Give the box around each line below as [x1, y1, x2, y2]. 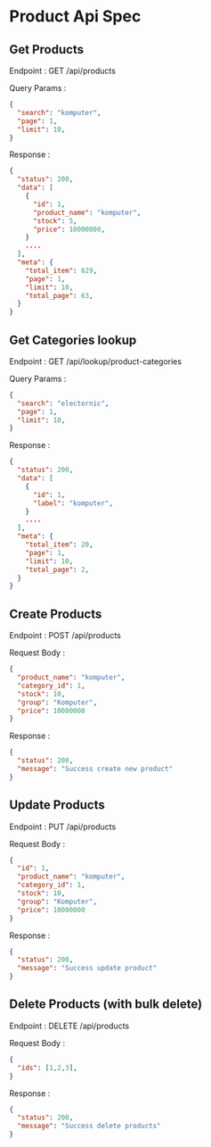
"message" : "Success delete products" [17, 1122, 162, 1131]
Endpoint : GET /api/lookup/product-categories [9, 355, 183, 367]
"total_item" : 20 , [25, 540, 93, 550]
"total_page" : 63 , [25, 291, 93, 300]
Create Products [9, 606, 102, 621]
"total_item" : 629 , [25, 266, 98, 275]
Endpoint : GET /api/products [9, 65, 116, 76]
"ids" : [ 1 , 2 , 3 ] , [17, 1063, 77, 1072]
